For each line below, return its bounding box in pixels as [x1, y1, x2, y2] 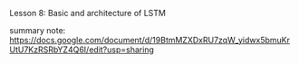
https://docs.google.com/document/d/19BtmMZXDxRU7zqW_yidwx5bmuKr [9, 35, 291, 45]
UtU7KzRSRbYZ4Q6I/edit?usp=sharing [9, 44, 154, 55]
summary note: [9, 25, 66, 35]
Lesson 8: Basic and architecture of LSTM [9, 8, 166, 18]
